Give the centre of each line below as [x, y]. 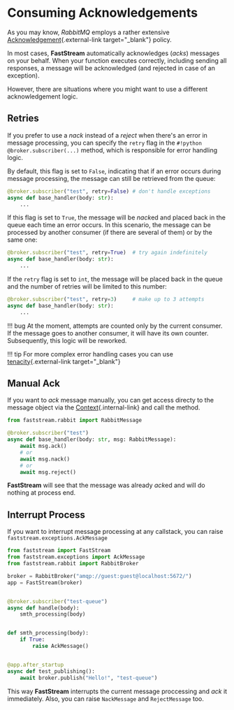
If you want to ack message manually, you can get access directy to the [111, 400]
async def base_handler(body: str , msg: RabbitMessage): [92, 440]
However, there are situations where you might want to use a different [108, 89]
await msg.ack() [44, 446]
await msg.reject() [48, 472]
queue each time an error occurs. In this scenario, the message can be [109, 225]
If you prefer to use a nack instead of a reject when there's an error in [108, 135]
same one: [22, 240]
